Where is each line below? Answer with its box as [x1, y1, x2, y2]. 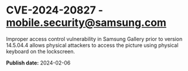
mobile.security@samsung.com [6, 16, 167, 29]
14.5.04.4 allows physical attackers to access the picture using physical [6, 42, 179, 49]
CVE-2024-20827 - [6, 4, 104, 17]
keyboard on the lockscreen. [6, 48, 75, 55]
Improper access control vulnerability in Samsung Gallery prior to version [6, 35, 183, 42]
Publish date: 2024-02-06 [6, 59, 71, 66]
